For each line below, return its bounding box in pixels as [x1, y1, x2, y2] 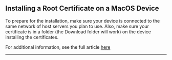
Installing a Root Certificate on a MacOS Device [5, 4, 160, 13]
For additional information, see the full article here [5, 44, 111, 50]
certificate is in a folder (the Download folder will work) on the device [5, 28, 151, 35]
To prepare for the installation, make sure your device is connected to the [5, 17, 160, 24]
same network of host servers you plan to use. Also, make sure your [5, 23, 149, 29]
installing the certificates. [5, 34, 59, 40]
